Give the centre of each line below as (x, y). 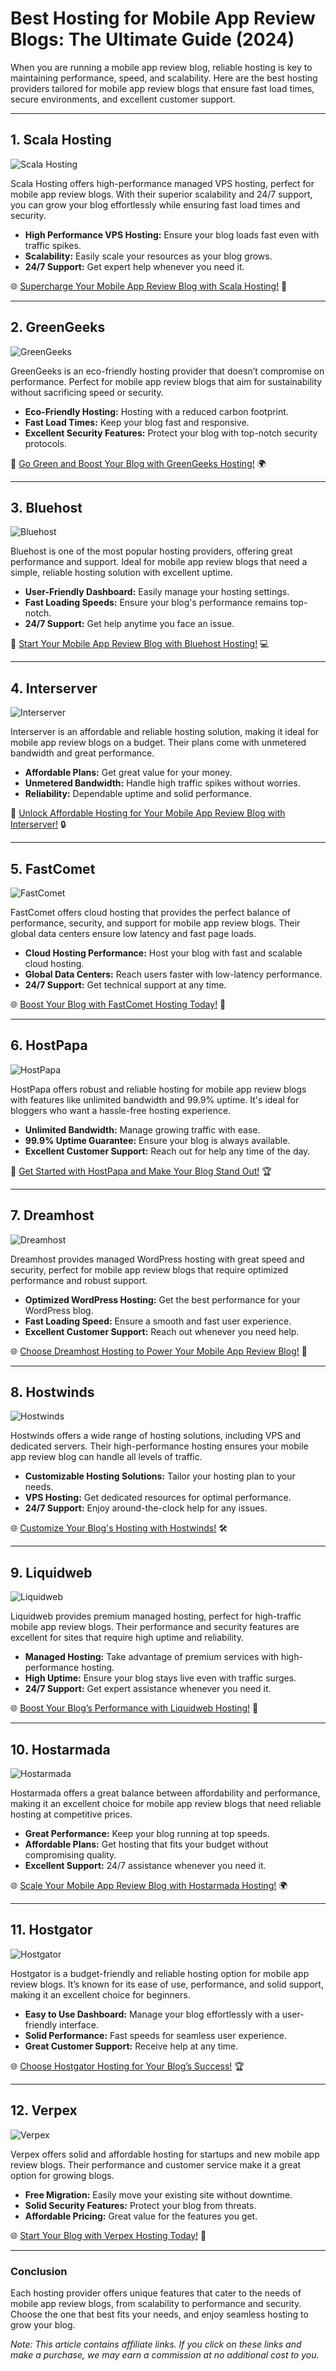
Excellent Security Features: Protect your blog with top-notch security (171, 433)
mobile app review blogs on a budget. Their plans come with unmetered (158, 743)
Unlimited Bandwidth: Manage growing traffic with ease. (142, 1129)
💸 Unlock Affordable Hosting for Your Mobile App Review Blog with (148, 813)
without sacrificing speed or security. (87, 392)
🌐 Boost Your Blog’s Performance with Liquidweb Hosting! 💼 (134, 1708)
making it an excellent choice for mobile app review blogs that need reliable (166, 1804)
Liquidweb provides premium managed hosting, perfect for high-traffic (156, 1616)
